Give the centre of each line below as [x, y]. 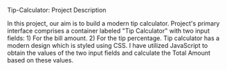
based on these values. [40, 60]
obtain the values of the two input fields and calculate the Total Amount [109, 53]
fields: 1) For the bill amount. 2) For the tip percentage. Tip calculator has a [113, 38]
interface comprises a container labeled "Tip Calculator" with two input [108, 31]
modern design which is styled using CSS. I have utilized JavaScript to [108, 45]
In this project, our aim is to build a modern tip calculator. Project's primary [113, 23]
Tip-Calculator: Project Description [57, 10]
